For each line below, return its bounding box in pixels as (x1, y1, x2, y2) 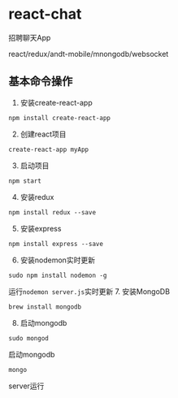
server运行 (8, 381, 45, 391)
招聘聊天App (8, 32, 51, 42)
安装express (20, 223, 62, 233)
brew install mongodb (8, 302, 82, 311)
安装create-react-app (20, 97, 93, 107)
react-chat (8, 5, 82, 24)
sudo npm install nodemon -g (8, 271, 107, 279)
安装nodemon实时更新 (20, 255, 96, 265)
